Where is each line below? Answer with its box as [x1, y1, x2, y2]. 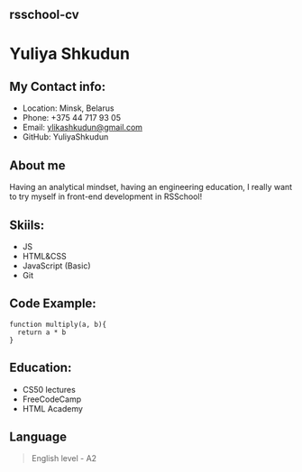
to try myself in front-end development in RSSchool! [9, 191, 203, 202]
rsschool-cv [9, 7, 79, 23]
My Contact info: [9, 78, 106, 94]
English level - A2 [31, 453, 97, 464]
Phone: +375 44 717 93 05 [22, 113, 122, 123]
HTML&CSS [22, 251, 68, 262]
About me [9, 158, 66, 173]
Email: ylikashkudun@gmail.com [22, 122, 142, 133]
